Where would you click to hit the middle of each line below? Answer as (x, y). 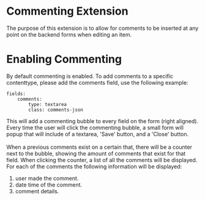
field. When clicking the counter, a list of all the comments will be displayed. (102, 160)
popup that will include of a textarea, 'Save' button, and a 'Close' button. (98, 134)
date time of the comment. (49, 185)
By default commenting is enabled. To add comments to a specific (90, 76)
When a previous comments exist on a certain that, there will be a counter (99, 147)
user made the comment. (47, 178)
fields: (16, 94)
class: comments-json (56, 110)
